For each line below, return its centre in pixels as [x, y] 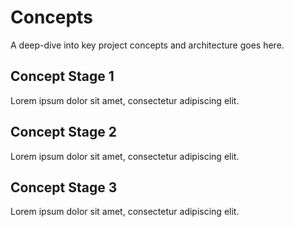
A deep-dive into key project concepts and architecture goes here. [147, 45]
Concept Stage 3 [64, 187]
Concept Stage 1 [62, 76]
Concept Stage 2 [63, 132]
